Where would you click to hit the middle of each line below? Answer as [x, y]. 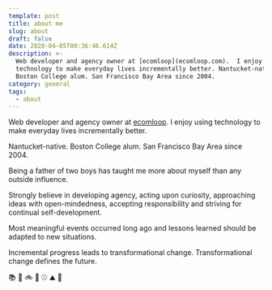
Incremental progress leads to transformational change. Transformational [130, 253]
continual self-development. [55, 213]
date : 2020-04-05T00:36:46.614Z [63, 46]
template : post [34, 16]
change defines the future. [53, 262]
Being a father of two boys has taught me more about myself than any [125, 171]
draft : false [30, 39]
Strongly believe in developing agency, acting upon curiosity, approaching [132, 195]
